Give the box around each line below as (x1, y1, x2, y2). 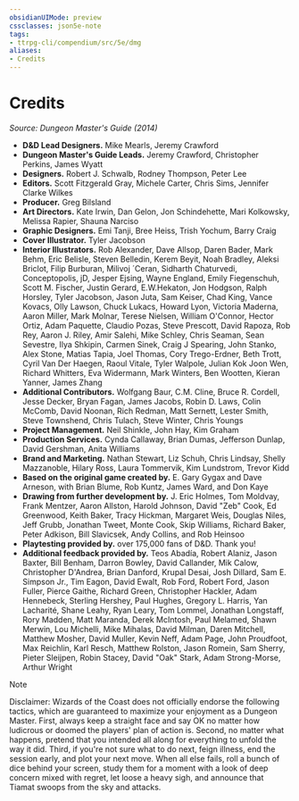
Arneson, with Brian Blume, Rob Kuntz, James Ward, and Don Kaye (21, 481, 270, 492)
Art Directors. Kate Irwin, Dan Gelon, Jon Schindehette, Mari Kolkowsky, (21, 206, 290, 217)
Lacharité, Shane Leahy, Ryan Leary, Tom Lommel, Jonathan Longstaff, (21, 605, 285, 615)
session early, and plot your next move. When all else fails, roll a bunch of (9, 753, 280, 763)
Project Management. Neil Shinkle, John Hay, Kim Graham (21, 424, 239, 435)
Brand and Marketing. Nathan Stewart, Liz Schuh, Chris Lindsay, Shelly (21, 453, 286, 463)
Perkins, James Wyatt (21, 158, 104, 170)
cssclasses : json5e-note (9, 21, 102, 30)
